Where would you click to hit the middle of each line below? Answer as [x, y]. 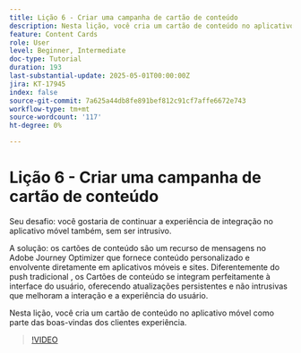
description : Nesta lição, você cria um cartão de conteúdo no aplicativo [152, 26]
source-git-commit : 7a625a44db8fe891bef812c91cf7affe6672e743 [128, 101]
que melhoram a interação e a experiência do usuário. [109, 295]
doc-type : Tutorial [46, 59]
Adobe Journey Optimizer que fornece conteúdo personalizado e [130, 257]
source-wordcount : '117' [56, 117]
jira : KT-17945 [38, 84]
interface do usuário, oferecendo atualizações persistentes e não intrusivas [149, 286]
